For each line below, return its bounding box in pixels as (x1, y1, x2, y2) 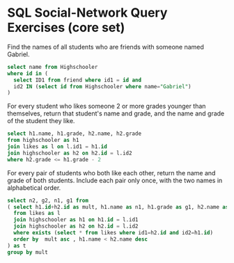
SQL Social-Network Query (7, 5, 168, 21)
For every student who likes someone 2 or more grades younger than (7, 102, 206, 111)
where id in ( (7, 70, 49, 77)
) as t (7, 242, 26, 249)
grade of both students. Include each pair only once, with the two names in (7, 176, 223, 184)
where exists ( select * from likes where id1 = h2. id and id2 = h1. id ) (13, 230, 214, 237)
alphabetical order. (7, 183, 61, 192)
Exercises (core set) (7, 19, 125, 35)
